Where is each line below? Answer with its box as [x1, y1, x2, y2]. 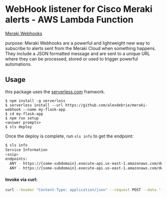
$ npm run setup [5, 116, 39, 121]
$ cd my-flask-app [5, 111, 43, 116]
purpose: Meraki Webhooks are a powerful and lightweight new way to [5, 40, 150, 46]
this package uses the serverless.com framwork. [5, 88, 105, 95]
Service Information [5, 147, 48, 152]
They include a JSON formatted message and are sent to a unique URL [5, 51, 150, 57]
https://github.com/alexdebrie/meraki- [65, 103, 148, 108]
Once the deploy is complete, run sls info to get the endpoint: [5, 133, 134, 139]
